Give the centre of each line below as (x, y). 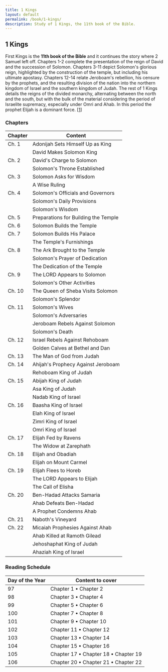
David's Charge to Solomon (65, 160)
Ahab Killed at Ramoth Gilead (67, 536)
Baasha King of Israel (57, 405)
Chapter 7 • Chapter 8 (77, 613)
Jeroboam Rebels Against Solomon (74, 323)
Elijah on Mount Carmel (60, 463)
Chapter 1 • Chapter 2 (77, 589)
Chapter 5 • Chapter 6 (77, 605)
